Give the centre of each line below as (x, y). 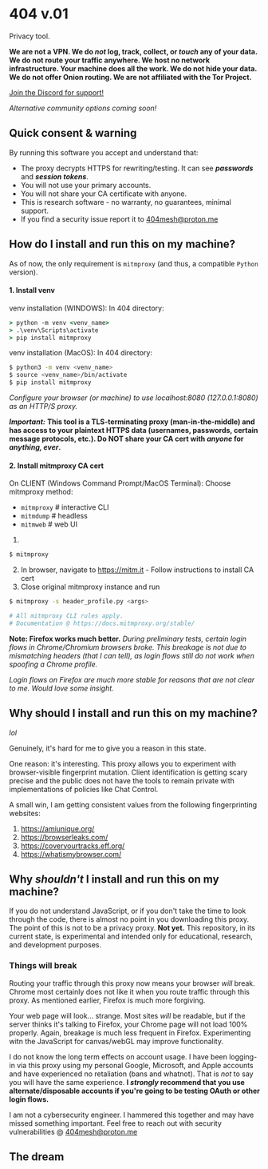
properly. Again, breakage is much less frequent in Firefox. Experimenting (130, 1032)
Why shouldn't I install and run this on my (114, 879)
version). (24, 272)
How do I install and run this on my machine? (122, 244)
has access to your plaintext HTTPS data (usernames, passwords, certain (134, 430)
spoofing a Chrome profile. (53, 664)
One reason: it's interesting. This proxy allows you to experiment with (123, 763)
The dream (37, 1157)
